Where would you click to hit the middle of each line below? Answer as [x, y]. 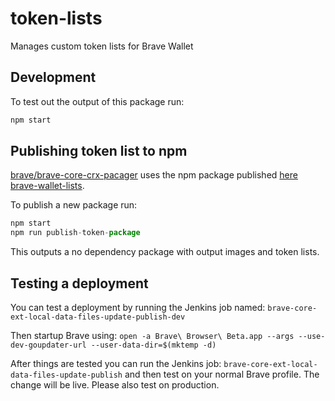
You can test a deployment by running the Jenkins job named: [138, 307]
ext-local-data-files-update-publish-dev [98, 317]
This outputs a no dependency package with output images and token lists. [165, 252]
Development [53, 77]
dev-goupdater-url [48, 345]
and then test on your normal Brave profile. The [222, 374]
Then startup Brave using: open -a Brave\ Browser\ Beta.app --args [152, 335]
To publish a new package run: [74, 205]
